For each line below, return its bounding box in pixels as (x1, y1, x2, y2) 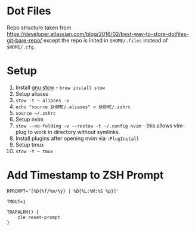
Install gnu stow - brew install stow (15, 84, 105, 91)
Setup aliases (15, 90, 49, 97)
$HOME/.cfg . (7, 43, 35, 50)
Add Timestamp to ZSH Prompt (7, 169, 164, 182)
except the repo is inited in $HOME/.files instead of (43, 37, 168, 44)
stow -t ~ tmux (15, 148, 54, 154)
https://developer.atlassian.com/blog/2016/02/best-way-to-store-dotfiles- (7, 30, 189, 37)
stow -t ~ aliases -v (15, 98, 69, 104)
